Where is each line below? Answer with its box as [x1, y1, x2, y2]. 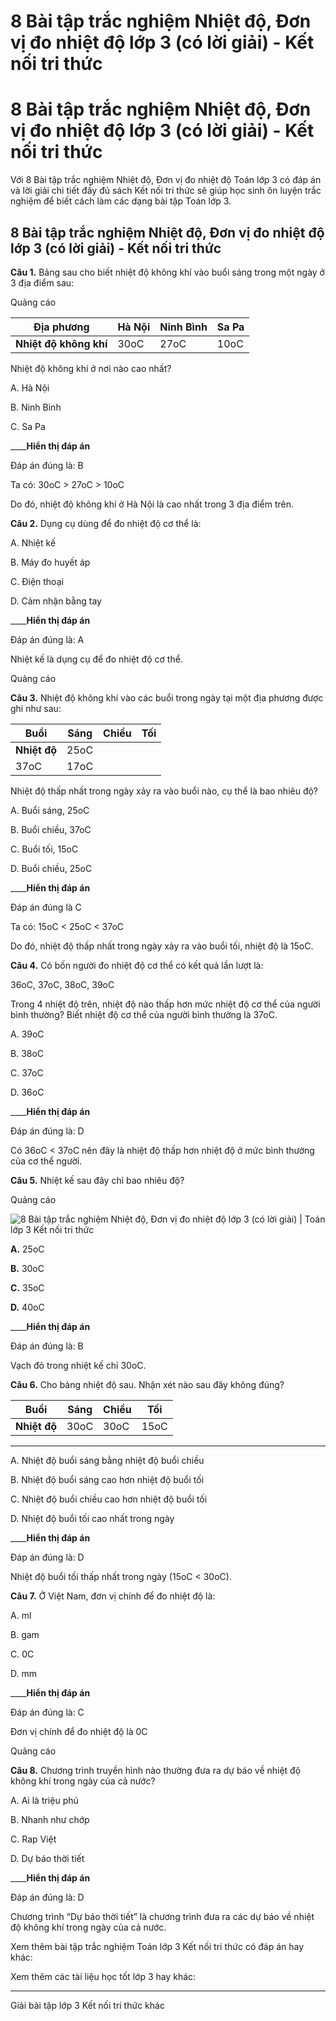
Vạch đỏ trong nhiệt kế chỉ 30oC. [10, 1359, 147, 1371]
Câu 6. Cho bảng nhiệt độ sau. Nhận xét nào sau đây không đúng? [10, 1378, 285, 1390]
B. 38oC [10, 1047, 45, 1059]
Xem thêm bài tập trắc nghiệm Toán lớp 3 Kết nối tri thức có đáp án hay [10, 1940, 305, 1952]
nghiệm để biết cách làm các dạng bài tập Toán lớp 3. [10, 195, 232, 207]
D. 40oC [10, 1301, 45, 1313]
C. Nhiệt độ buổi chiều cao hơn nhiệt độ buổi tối [10, 1493, 208, 1505]
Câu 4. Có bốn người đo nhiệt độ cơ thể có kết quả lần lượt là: [10, 959, 264, 971]
